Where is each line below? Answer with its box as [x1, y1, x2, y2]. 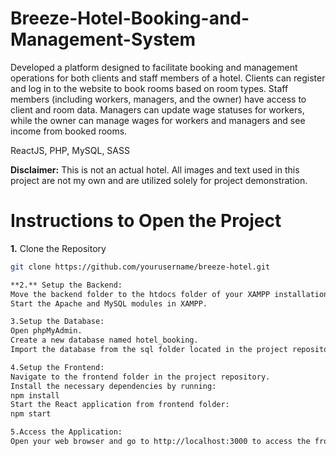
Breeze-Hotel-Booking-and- [10, 7, 250, 30]
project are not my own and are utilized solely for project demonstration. [10, 174, 308, 186]
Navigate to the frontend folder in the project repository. [10, 372, 271, 382]
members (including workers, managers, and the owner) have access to [10, 93, 307, 105]
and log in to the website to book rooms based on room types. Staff [10, 82, 289, 94]
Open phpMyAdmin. [10, 326, 83, 336]
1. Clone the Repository [10, 242, 107, 254]
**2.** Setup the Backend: [10, 280, 123, 290]
